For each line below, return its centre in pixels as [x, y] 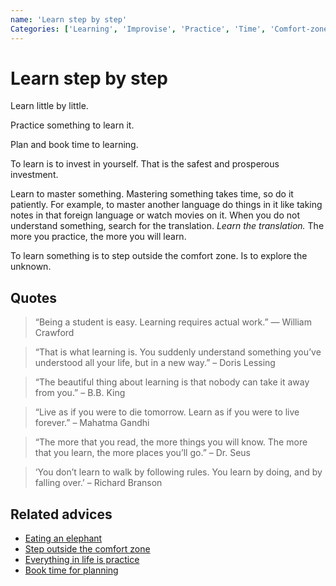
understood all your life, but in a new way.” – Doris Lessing [155, 363]
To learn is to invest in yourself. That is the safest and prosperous [145, 164]
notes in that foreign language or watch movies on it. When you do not [155, 215]
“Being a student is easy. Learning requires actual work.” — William [173, 322]
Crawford [54, 333]
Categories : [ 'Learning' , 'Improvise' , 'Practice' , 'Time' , [138, 29]
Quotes [34, 297]
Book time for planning [71, 570]
